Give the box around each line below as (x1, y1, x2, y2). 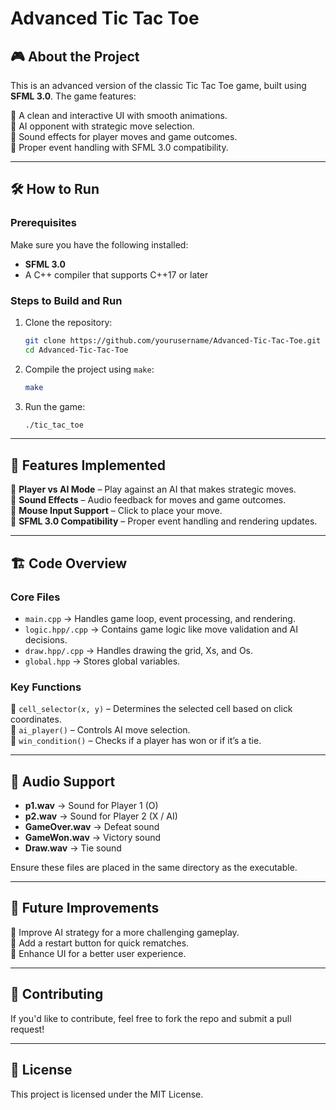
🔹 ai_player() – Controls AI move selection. (10, 724, 191, 736)
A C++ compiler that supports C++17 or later (24, 268, 209, 281)
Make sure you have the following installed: (10, 238, 189, 251)
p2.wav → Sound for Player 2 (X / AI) (24, 810, 178, 822)
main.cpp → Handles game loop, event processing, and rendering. (24, 612, 296, 624)
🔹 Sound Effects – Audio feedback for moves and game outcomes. (10, 494, 287, 506)
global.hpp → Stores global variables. (24, 655, 181, 667)
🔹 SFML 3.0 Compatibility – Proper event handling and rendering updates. (10, 515, 318, 527)
